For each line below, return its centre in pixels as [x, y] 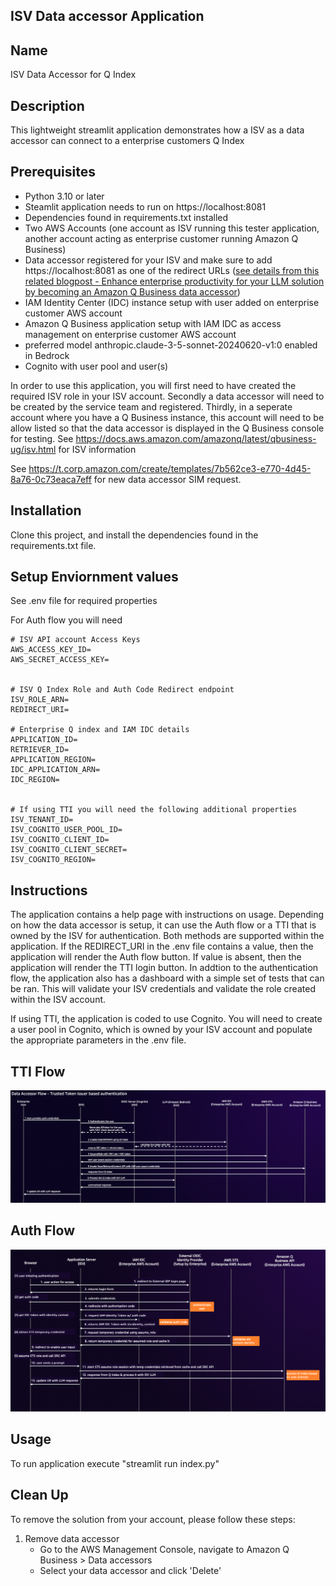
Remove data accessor [72, 1538]
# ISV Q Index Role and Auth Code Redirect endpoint [122, 690]
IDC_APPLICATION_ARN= [55, 770]
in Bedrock [47, 355]
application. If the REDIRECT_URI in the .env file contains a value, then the [162, 946]
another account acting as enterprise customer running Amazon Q [161, 238]
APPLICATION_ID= [44, 740]
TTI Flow [38, 1071]
